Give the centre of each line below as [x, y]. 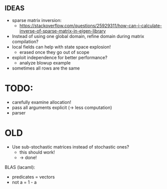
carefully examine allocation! [41, 102]
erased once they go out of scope [54, 52]
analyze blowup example [45, 62]
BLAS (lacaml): [20, 167]
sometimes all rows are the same [46, 68]
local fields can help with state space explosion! [61, 46]
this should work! [37, 152]
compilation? [25, 41]
